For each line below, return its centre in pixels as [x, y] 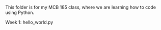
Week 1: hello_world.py [29, 22]
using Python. [20, 12]
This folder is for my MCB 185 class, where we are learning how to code [81, 7]
